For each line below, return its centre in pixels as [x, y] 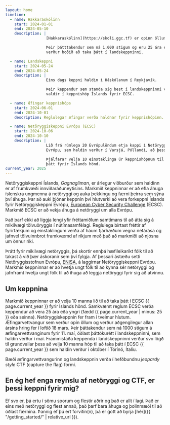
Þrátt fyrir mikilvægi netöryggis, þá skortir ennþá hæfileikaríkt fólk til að [79, 251]
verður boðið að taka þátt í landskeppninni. [95, 52]
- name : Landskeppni [31, 61]
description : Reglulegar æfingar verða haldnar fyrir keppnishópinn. [89, 117]
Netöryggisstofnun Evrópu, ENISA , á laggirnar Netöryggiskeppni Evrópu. [81, 262]
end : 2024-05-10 [32, 29]
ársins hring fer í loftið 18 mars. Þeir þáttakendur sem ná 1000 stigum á [79, 328]
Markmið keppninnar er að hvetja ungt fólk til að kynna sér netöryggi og [80, 267]
